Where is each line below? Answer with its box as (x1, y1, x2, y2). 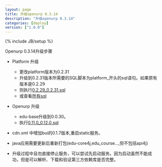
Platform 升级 (12, 59, 39, 64)
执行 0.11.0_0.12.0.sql (19, 120, 59, 126)
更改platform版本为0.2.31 (19, 69, 69, 75)
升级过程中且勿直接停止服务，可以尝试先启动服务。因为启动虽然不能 (12, 151, 148, 156)
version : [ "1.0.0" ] (5, 25, 44, 30)
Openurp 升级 (12, 104, 40, 109)
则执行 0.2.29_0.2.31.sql (19, 87, 66, 93)
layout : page (5, 7, 31, 12)
